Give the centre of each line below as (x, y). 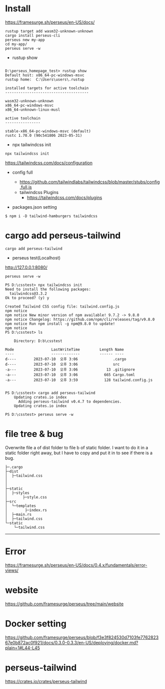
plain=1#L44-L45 (23, 648)
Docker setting (36, 624)
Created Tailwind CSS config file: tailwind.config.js (62, 306)
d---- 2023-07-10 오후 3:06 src (62, 364)
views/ (12, 570)
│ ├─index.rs (26, 510)
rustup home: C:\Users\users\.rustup (45, 79)
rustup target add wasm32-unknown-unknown (49, 31)
